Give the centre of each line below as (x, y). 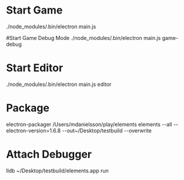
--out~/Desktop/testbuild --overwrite (107, 131)
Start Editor (35, 68)
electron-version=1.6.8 (34, 131)
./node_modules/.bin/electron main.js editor (59, 84)
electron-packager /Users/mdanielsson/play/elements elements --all (89, 124)
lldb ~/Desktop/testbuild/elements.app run (57, 171)
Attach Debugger (49, 154)
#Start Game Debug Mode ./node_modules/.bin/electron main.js (83, 38)
